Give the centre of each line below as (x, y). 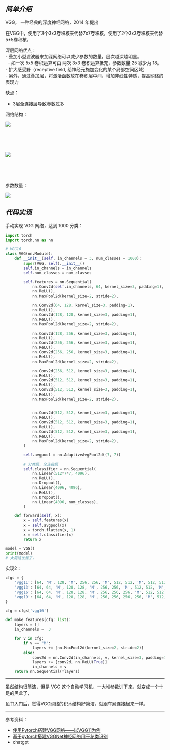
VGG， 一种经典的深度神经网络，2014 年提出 (52, 22)
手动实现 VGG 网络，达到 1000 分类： (44, 225)
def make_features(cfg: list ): (38, 620)
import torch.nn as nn (29, 240)
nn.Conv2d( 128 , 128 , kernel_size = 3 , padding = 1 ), (84, 315)
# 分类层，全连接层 (41, 464)
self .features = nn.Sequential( (58, 282)
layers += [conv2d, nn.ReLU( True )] (70, 662)
